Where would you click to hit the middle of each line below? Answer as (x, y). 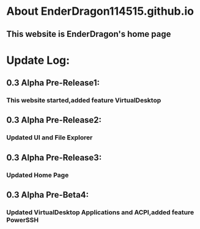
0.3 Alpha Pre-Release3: (54, 157)
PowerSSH (23, 220)
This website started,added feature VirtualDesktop (84, 101)
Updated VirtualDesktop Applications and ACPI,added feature (100, 212)
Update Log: (38, 60)
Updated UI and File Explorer (50, 138)
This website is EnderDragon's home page (89, 34)
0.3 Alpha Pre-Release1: (53, 83)
